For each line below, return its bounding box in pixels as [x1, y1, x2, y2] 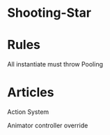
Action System [7, 108, 49, 116]
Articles [7, 85, 54, 101]
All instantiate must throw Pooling [7, 60, 103, 69]
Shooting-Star [7, 5, 92, 21]
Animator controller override [7, 121, 88, 130]
